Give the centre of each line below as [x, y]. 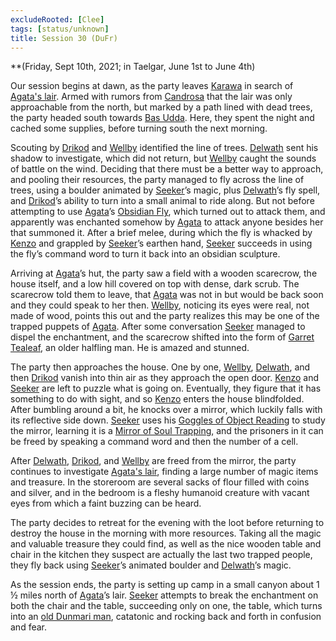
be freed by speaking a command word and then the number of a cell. [154, 442]
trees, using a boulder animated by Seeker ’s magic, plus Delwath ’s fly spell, [165, 190]
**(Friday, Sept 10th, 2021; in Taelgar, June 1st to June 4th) [133, 67]
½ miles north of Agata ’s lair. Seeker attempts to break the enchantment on [164, 595]
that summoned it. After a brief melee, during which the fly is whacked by [161, 233]
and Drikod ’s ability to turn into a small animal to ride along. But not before [162, 201]
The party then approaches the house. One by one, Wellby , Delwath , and [160, 367]
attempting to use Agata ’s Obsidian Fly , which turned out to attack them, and [168, 212]
